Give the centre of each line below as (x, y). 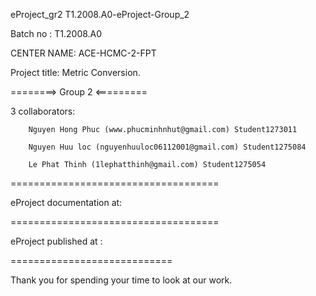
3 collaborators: (43, 111)
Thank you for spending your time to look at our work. (121, 280)
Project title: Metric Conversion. (75, 72)
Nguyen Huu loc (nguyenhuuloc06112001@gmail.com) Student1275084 (167, 147)
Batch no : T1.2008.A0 (56, 33)
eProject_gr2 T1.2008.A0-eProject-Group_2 (100, 14)
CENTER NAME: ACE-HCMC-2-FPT (83, 53)
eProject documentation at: (66, 202)
